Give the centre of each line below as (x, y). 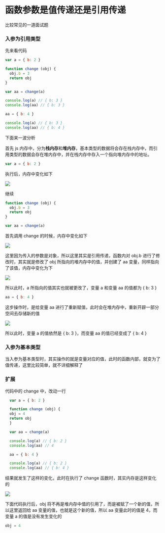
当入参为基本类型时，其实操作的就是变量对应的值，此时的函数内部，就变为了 (83, 359)
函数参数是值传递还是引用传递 (66, 10)
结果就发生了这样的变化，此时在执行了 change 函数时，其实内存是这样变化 (81, 478)
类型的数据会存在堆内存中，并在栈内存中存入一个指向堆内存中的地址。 (80, 154)
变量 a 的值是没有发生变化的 (33, 516)
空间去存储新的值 (22, 313)
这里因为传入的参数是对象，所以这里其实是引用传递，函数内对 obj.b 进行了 (81, 256)
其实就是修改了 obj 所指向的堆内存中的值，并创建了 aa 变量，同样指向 (88, 262)
